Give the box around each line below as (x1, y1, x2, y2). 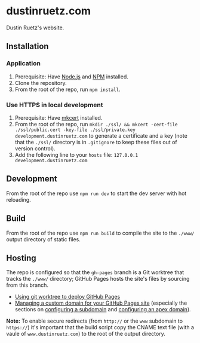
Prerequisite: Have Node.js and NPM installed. (14, 73, 128, 80)
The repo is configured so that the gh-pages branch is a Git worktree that (6, 269, 184, 276)
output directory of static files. (6, 235, 81, 243)
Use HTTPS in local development (6, 101, 103, 109)
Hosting (6, 253, 37, 263)
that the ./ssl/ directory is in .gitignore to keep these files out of (14, 138, 177, 145)
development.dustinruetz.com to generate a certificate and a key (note (14, 132, 188, 139)
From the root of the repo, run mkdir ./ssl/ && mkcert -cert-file (14, 120, 178, 128)
